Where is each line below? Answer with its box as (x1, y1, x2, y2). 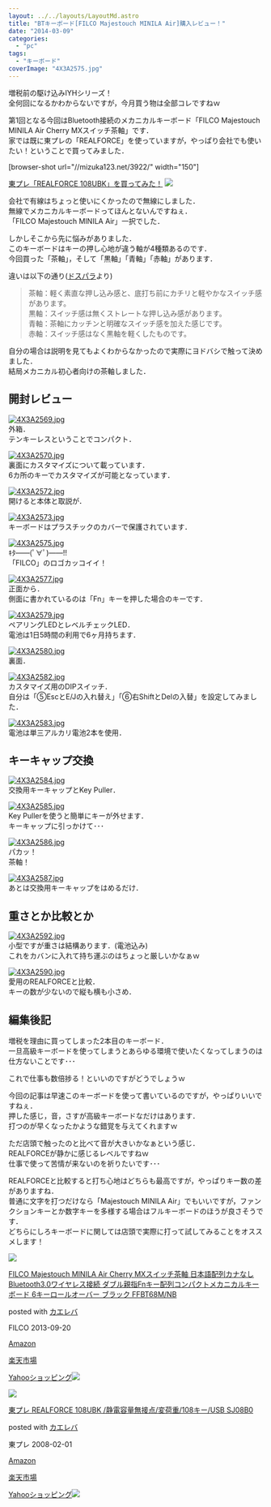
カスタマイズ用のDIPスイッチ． (8, 681, 112, 691)
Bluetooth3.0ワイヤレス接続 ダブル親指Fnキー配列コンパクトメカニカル (8, 1279, 245, 1289)
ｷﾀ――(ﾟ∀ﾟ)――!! (8, 547, 67, 557)
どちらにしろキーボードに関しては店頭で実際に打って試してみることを (8, 1226, 242, 1236)
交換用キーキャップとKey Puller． (8, 785, 120, 795)
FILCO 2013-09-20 (8, 1323, 71, 1333)
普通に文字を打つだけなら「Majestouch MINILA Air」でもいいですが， (8, 1196, 240, 1205)
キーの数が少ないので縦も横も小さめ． (8, 987, 136, 997)
